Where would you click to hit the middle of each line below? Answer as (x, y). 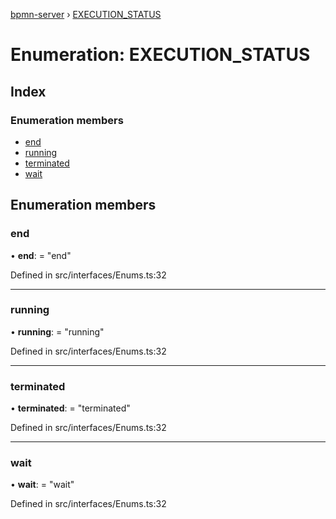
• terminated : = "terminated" (70, 408)
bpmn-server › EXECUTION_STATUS (86, 14)
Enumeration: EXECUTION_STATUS (160, 55)
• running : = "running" (57, 331)
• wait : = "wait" (42, 485)
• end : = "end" (41, 255)
